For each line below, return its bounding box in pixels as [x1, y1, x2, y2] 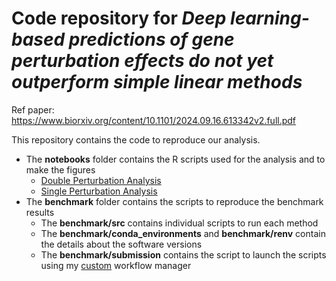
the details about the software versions [40, 238, 203, 250]
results [25, 206, 55, 218]
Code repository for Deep [11, 7, 227, 30]
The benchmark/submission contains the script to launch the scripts [40, 248, 327, 261]
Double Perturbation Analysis [40, 174, 162, 186]
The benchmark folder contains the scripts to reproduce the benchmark [25, 195, 324, 207]
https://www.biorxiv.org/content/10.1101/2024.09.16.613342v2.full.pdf [11, 114, 297, 126]
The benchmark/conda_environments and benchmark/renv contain [40, 227, 326, 239]
